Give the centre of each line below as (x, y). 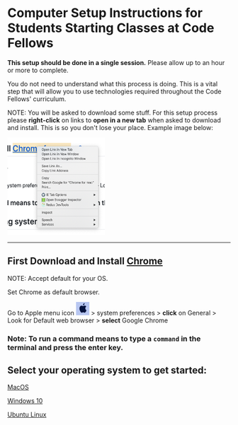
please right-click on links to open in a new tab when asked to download (114, 120)
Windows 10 (25, 401)
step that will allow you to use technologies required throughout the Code (114, 91)
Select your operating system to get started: (107, 370)
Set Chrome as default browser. (54, 292)
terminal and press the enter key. (66, 347)
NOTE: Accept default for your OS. (58, 278)
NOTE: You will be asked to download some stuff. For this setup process (113, 112)
